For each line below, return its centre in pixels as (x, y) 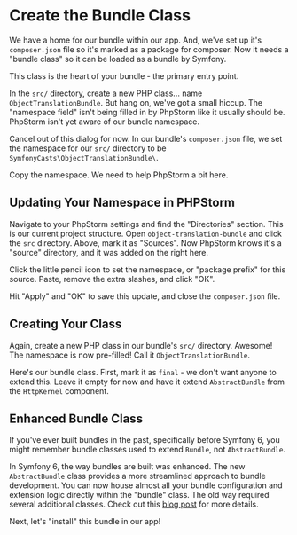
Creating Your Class (66, 324)
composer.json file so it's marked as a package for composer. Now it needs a (149, 49)
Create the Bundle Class (100, 16)
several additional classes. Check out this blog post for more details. (134, 504)
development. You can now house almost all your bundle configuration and (146, 485)
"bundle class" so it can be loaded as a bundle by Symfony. (118, 59)
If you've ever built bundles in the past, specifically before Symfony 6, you (145, 440)
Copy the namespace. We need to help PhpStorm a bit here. (119, 175)
